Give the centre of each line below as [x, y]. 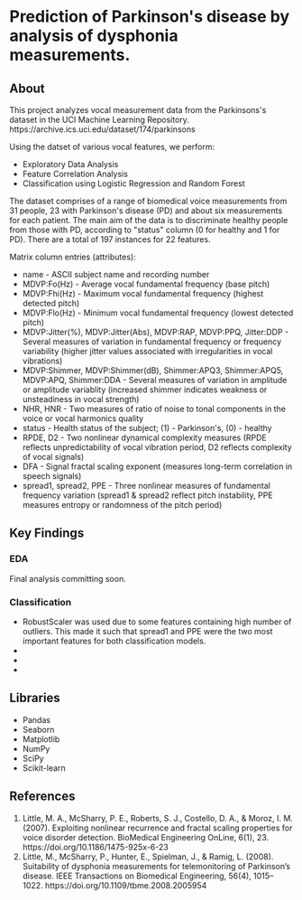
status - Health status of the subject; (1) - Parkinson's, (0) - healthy [147, 428]
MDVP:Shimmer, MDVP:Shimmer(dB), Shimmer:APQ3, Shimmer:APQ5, [153, 370]
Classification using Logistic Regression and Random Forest [133, 183]
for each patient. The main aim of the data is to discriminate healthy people [149, 220]
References [42, 797]
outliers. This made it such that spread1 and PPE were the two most [147, 631]
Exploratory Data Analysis [70, 164]
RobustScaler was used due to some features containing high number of [157, 622]
